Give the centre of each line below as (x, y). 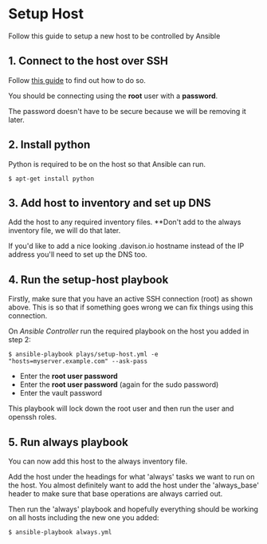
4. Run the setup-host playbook (88, 280)
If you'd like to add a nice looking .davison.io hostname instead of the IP (126, 246)
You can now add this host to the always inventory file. (98, 461)
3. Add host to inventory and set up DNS (110, 203)
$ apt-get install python (51, 179)
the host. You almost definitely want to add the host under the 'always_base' (133, 485)
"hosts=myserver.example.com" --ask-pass (78, 361)
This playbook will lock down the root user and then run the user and (121, 408)
